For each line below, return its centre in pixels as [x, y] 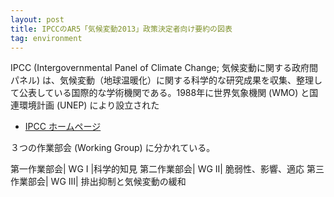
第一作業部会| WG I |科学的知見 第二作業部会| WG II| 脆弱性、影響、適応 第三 [167, 169]
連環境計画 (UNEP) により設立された [85, 105]
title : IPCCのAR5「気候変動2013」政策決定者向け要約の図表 [121, 29]
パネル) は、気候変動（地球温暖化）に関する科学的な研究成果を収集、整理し [166, 80]
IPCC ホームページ [63, 127]
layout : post [37, 19]
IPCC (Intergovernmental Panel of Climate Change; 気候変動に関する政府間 [164, 68]
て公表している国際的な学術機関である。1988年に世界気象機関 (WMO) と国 [164, 93]
